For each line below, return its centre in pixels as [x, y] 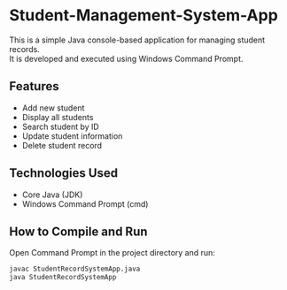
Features [34, 86]
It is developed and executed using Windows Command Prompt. [126, 58]
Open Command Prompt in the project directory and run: [112, 253]
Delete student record [62, 145]
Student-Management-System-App [144, 15]
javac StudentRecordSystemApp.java [75, 269]
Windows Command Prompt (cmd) [85, 203]
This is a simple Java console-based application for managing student [137, 40]
